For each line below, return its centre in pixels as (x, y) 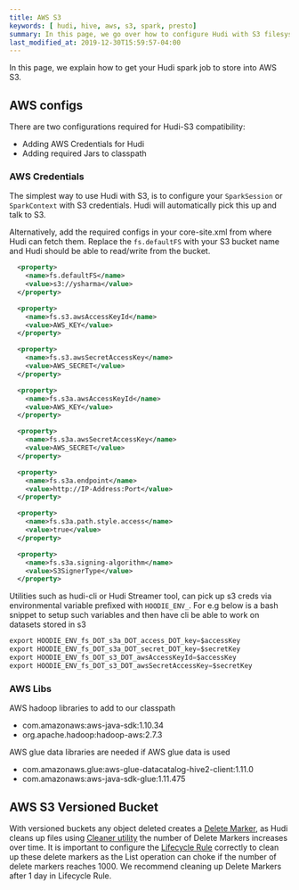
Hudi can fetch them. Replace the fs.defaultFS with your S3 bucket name (145, 242)
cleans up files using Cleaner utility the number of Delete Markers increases (148, 837)
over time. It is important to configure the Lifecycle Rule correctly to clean (144, 847)
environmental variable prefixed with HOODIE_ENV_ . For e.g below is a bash (144, 606)
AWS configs (46, 105)
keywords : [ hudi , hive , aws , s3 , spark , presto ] (103, 26)
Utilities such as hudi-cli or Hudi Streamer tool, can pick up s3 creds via (141, 596)
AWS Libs (30, 688)
